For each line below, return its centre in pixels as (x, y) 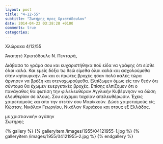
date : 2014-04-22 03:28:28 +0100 (39, 23)
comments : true (21, 28)
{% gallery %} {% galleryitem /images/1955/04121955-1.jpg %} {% (72, 131)
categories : (17, 32)
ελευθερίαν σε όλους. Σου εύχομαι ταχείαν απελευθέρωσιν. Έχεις (74, 96)
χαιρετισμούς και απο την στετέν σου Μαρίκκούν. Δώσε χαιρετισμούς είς (80, 102)
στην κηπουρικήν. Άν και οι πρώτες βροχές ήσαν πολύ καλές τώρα (73, 76)
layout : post (18, 10)
